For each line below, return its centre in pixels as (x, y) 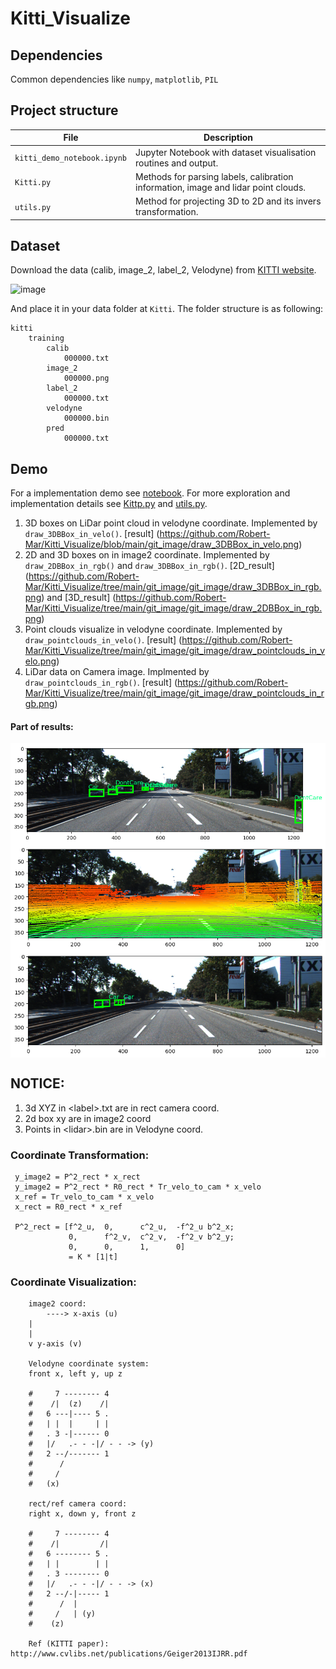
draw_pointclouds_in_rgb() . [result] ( (101, 683)
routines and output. (176, 163)
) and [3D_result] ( (79, 598)
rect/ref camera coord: (78, 1504)
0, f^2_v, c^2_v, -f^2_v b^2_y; (151, 1237)
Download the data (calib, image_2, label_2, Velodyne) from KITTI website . (163, 270)
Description (228, 138)
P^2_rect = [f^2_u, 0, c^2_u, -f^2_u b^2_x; (124, 1227)
